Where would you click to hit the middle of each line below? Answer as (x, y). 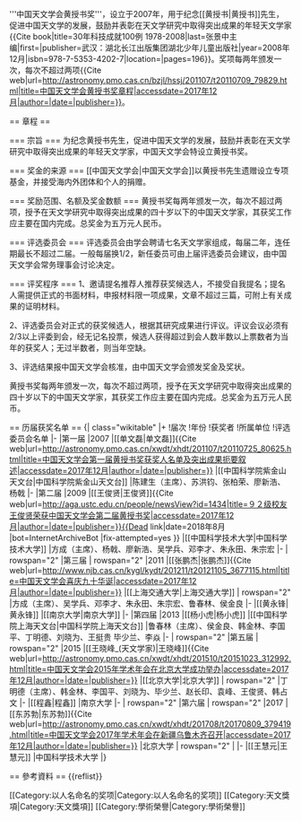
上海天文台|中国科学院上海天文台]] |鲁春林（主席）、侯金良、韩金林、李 (147, 626)
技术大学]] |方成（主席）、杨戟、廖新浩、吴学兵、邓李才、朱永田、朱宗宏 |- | (149, 549)
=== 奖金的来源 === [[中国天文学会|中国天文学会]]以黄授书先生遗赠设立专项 (149, 170)
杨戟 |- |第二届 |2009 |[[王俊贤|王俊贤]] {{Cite (91, 493)
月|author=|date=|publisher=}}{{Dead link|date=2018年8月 (117, 527)
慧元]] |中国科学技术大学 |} (58, 757)
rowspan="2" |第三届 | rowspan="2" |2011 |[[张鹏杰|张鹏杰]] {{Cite (130, 560)
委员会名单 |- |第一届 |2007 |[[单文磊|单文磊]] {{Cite (103, 438)
